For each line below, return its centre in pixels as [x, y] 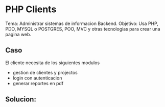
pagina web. [18, 34]
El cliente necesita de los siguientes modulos [53, 63]
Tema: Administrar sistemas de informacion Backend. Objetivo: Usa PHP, [82, 23]
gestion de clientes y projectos [45, 72]
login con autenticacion [37, 78]
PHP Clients [31, 9]
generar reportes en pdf [38, 83]
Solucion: [21, 100]
